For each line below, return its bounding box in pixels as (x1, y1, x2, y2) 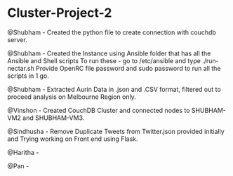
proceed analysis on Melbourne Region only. (7, 93, 137, 101)
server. (7, 35, 28, 43)
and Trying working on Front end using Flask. (7, 135, 138, 143)
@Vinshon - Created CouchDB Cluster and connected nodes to (7, 106, 190, 114)
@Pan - (7, 161, 29, 170)
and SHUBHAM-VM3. (22, 114, 85, 122)
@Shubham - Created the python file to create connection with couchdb (7, 28, 216, 36)
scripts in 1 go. (7, 72, 49, 80)
